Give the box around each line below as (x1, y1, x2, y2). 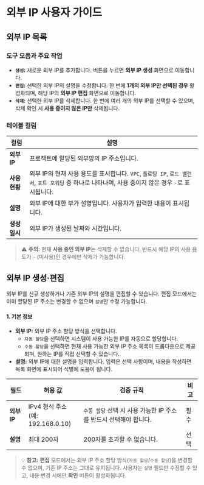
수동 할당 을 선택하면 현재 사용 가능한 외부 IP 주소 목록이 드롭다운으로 (24, 342, 185, 350)
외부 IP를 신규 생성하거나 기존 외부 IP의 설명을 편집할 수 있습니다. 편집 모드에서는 (6, 290, 197, 297)
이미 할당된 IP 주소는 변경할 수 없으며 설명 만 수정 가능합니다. (6, 297, 148, 305)
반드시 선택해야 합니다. (90, 416, 152, 424)
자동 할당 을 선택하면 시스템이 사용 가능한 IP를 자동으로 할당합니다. (24, 335, 178, 342)
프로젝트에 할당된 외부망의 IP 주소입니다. (29, 154, 138, 163)
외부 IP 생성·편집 (6, 272, 65, 283)
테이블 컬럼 (6, 121, 37, 130)
